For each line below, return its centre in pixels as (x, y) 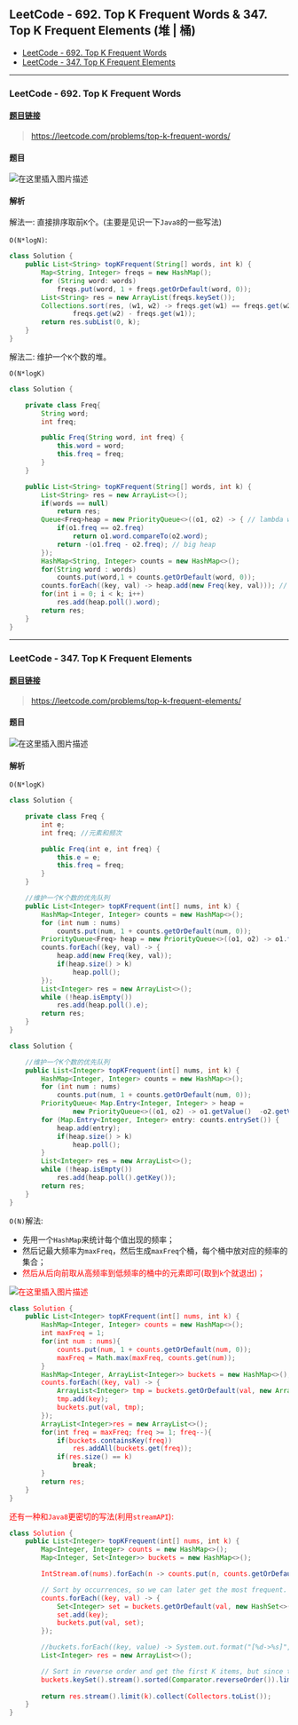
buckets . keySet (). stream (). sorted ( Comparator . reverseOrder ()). (160, 1680)
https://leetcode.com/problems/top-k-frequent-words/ (130, 136)
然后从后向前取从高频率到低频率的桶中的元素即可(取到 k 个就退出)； (144, 1272)
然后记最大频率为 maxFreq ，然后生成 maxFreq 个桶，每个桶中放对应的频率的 (155, 1250)
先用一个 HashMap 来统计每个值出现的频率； (98, 1239)
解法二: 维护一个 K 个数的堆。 (60, 356)
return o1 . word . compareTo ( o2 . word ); (140, 536)
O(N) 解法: (26, 1221)
